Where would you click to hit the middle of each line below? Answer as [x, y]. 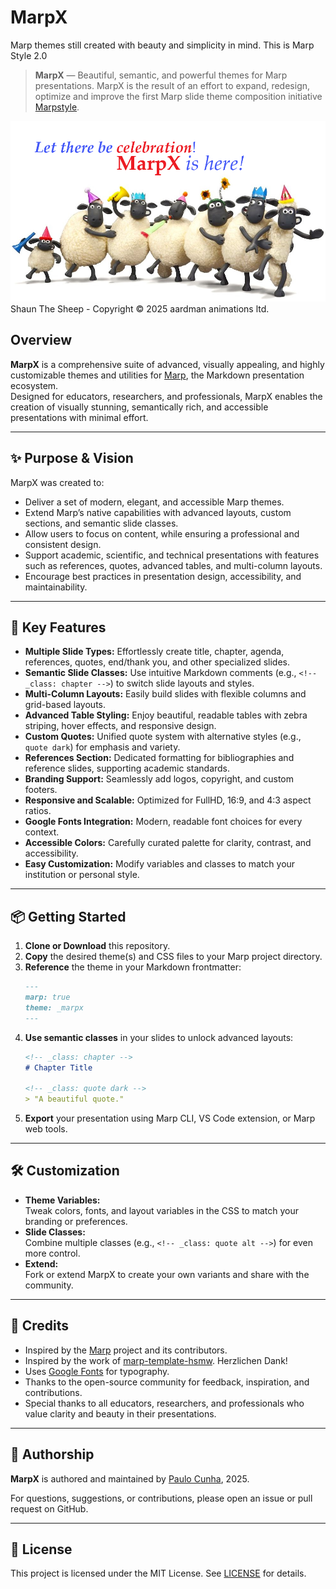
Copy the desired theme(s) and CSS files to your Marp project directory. [173, 957]
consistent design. [63, 544]
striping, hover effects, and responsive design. [120, 726]
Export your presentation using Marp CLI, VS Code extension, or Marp [170, 1118]
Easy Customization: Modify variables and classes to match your [160, 864]
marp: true [47, 997]
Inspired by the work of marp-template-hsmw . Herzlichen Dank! [156, 1360]
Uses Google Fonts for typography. [97, 1371]
